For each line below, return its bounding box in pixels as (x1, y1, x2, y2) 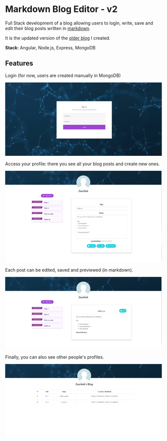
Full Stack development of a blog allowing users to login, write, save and (5, 20, 153, 26)
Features (5, 59, 33, 68)
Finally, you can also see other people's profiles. (5, 354, 104, 360)
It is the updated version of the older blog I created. (5, 35, 111, 41)
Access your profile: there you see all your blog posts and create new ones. (5, 161, 160, 167)
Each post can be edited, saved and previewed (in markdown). (5, 267, 133, 273)
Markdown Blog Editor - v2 (5, 3, 118, 15)
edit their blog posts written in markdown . (5, 25, 91, 31)
